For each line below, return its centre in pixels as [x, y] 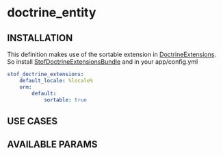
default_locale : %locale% [56, 80]
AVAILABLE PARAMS [52, 144]
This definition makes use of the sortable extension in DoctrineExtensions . [112, 54]
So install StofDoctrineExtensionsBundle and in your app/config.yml [103, 62]
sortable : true [65, 100]
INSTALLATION [40, 38]
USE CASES [32, 121]
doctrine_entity [52, 13]
